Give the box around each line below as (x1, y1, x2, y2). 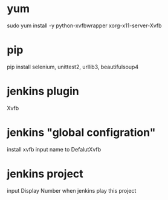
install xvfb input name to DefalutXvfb (7, 145, 102, 153)
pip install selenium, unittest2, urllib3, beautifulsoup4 (7, 63, 138, 70)
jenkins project (7, 167, 83, 181)
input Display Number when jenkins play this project (7, 187, 137, 194)
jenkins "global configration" (7, 126, 156, 139)
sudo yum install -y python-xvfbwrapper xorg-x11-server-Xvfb (7, 22, 162, 29)
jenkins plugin (7, 84, 79, 98)
